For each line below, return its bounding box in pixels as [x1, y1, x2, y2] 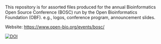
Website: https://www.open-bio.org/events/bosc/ [5, 24, 105, 30]
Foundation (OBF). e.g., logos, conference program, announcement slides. [5, 15, 156, 20]
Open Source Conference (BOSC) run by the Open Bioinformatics [5, 9, 137, 15]
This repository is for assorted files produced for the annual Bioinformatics [5, 4, 156, 10]
